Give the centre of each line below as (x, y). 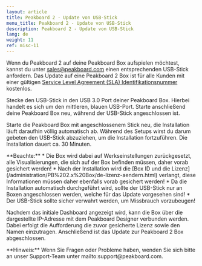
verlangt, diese (178, 175)
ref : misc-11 (23, 46)
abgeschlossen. (26, 238)
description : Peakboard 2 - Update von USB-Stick (70, 29)
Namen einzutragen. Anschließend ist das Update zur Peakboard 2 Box (95, 232)
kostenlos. (19, 88)
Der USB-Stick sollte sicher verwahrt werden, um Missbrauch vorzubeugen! (101, 201)
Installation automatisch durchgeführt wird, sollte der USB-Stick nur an (94, 187)
